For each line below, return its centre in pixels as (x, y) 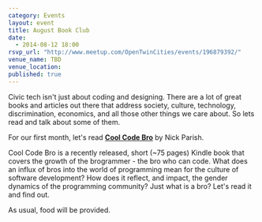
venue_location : (35, 67)
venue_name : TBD (35, 60)
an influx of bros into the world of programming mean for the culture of (124, 169)
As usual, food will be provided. (59, 209)
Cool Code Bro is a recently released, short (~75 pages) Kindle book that (126, 152)
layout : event (32, 23)
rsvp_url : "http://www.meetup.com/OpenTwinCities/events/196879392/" (125, 52)
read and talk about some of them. (64, 122)
